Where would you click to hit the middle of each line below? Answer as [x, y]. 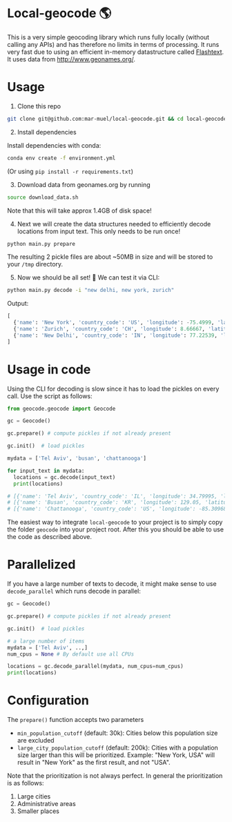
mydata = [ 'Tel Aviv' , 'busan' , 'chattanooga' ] [77, 459]
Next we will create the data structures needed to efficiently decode [114, 224]
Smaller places [38, 811]
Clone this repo [39, 106]
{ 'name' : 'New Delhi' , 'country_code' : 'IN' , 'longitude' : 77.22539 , [115, 335]
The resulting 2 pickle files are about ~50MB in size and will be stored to [110, 257]
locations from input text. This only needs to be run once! [99, 231]
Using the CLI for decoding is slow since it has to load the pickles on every [113, 389]
